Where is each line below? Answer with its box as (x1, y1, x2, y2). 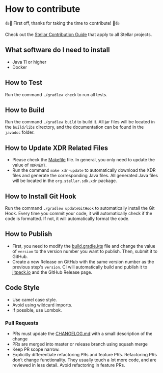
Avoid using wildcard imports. (12, 302, 73, 308)
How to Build (5, 106, 45, 114)
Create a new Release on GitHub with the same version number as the (12, 259, 154, 264)
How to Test (5, 78, 43, 87)
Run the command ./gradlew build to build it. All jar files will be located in (5, 119, 155, 125)
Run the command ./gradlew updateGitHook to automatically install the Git (5, 205, 155, 211)
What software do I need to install (5, 46, 110, 54)
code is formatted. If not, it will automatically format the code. (5, 216, 130, 222)
